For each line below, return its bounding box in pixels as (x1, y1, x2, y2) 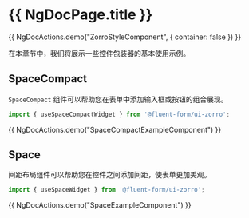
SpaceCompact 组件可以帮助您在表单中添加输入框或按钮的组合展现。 (8, 94, 228, 104)
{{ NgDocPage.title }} (8, 6, 153, 24)
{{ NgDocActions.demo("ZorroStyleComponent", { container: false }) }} (8, 32, 242, 42)
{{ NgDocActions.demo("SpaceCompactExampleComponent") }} (8, 125, 222, 134)
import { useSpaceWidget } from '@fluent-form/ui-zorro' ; (8, 186, 205, 194)
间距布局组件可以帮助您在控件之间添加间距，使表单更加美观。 (8, 170, 211, 180)
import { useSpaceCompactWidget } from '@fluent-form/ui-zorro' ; (8, 110, 230, 118)
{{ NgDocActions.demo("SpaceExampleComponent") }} (8, 200, 192, 210)
